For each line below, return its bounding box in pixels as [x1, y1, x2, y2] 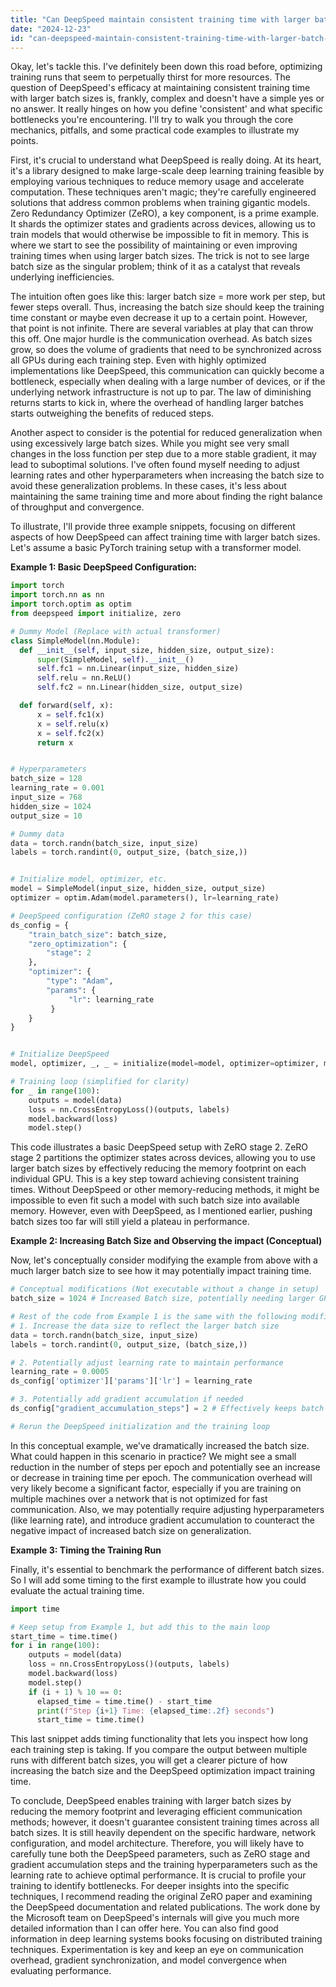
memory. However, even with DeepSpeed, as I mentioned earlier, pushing [10, 1205, 313, 1217]
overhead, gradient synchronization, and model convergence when [10, 1954, 287, 1966]
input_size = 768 [10, 792, 83, 802]
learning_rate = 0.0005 [10, 1367, 110, 1377]
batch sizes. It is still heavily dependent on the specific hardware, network [10, 1827, 317, 1839]
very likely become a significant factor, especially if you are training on [10, 1482, 302, 1494]
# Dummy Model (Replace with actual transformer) [10, 626, 222, 636]
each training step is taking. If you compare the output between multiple [10, 1744, 308, 1756]
